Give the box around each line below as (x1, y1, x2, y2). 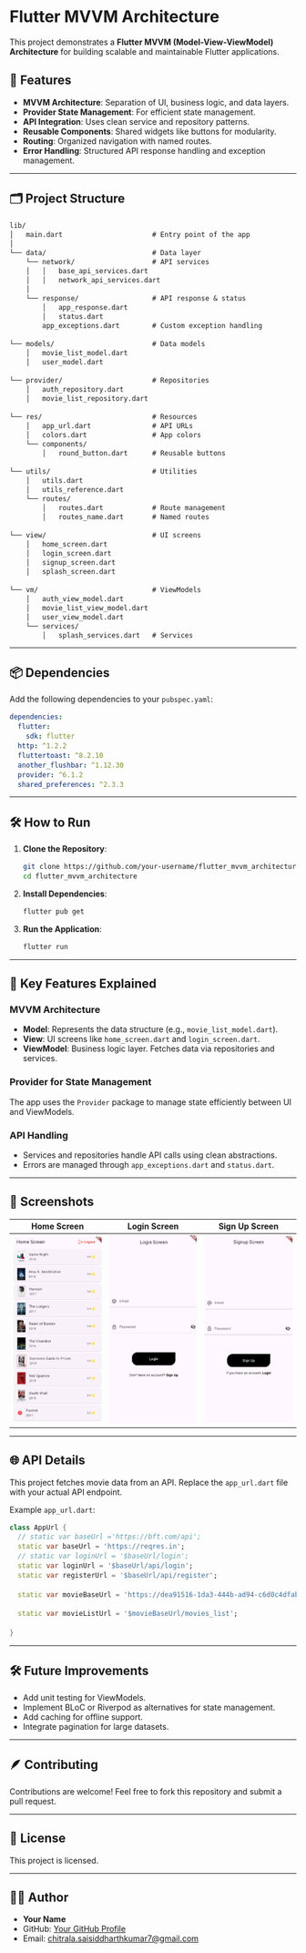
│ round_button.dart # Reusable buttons (42, 448, 226, 457)
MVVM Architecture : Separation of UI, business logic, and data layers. (22, 97, 290, 107)
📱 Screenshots (9, 1194, 95, 1210)
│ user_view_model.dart (25, 612, 125, 621)
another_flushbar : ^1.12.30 (17, 761, 125, 770)
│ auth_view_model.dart (25, 594, 125, 603)
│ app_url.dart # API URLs (25, 421, 194, 430)
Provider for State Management (9, 1076, 152, 1089)
